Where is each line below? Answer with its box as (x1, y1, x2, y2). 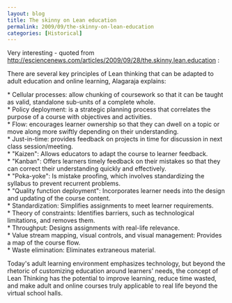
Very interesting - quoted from (7, 49, 95, 57)
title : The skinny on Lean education (7, 17, 117, 24)
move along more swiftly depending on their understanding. (7, 127, 179, 136)
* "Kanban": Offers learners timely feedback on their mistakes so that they (7, 157, 221, 166)
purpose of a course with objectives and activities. (7, 113, 153, 121)
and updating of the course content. (7, 194, 111, 203)
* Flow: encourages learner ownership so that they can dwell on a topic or (7, 120, 220, 129)
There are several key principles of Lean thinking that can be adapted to (7, 70, 214, 78)
